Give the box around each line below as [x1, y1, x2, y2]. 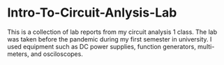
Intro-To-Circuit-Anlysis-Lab [7, 5, 177, 21]
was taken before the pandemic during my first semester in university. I [7, 35, 212, 43]
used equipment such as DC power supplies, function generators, [7, 42, 197, 50]
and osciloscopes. [30, 50, 84, 58]
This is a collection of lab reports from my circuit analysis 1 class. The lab [7, 28, 218, 36]
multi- [197, 42, 215, 50]
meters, [7, 50, 29, 58]
